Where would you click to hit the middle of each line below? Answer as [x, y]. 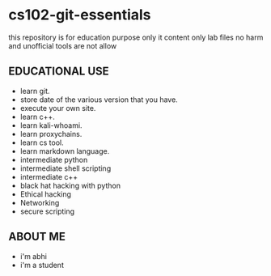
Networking [40, 202]
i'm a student [42, 265]
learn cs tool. [42, 142]
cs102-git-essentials [80, 15]
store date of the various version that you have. [99, 100]
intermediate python [54, 159]
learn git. [35, 91]
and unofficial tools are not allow [63, 45]
